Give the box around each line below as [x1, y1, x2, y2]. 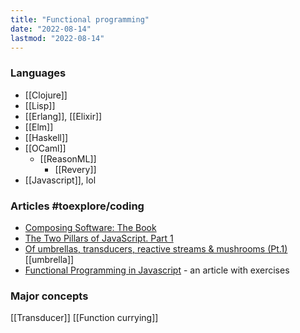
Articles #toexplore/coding [10, 199, 145, 213]
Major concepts [10, 289, 89, 303]
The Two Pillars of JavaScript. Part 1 [24, 232, 174, 244]
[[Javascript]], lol [24, 174, 97, 186]
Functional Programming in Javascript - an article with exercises [24, 264, 290, 276]
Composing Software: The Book [24, 221, 157, 233]
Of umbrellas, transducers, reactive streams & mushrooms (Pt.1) [24, 242, 288, 255]
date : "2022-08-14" [10, 24, 92, 34]
